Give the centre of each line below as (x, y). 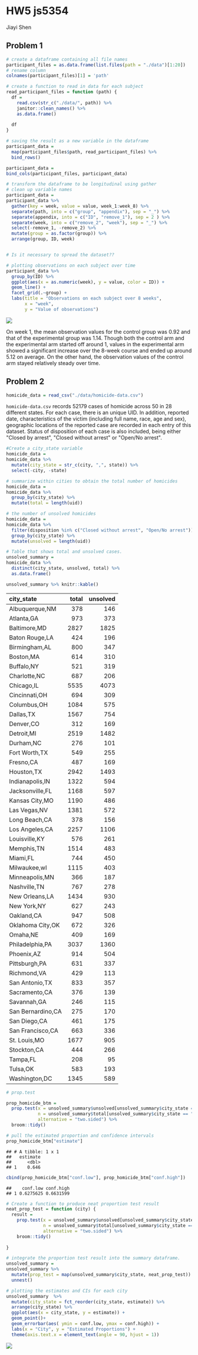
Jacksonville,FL (31, 790)
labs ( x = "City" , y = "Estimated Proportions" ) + (73, 1329)
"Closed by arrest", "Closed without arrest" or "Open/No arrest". (84, 438)
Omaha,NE (24, 934)
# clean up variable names (39, 190)
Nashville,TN (27, 887)
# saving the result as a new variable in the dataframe (77, 141)
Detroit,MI (23, 733)
